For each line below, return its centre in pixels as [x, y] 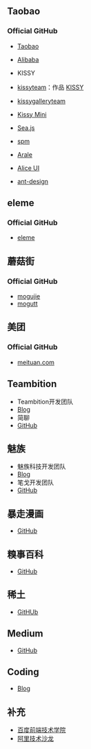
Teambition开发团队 [45, 401]
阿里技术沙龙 [35, 739]
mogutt [27, 304]
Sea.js [26, 128]
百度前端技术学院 [41, 730]
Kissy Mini [32, 114]
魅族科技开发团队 [41, 466]
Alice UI [28, 168]
